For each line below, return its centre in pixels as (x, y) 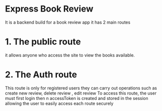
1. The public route (43, 42)
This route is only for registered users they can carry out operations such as (81, 88)
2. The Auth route (41, 75)
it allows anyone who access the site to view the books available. (70, 55)
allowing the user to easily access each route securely (59, 103)
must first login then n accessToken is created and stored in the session (77, 98)
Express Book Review (49, 9)
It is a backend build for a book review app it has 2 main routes (68, 22)
